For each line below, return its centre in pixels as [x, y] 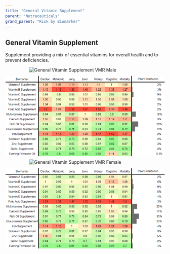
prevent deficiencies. [27, 60]
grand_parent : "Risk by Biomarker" [43, 21]
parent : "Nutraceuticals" [32, 16]
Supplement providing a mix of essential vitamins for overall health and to [82, 55]
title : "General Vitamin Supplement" [45, 11]
